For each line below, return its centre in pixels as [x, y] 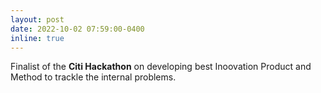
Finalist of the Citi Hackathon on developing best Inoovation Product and [161, 67]
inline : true [37, 38]
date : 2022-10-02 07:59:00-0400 [77, 29]
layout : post [37, 19]
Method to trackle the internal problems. [93, 77]
